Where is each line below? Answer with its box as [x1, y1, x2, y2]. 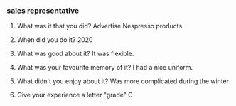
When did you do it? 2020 [16, 36, 93, 44]
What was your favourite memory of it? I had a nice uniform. [16, 63, 193, 72]
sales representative [6, 6, 80, 16]
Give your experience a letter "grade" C [16, 91, 133, 100]
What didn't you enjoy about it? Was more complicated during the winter [16, 77, 230, 85]
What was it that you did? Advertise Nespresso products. [16, 22, 184, 31]
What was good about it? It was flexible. [16, 49, 134, 58]
